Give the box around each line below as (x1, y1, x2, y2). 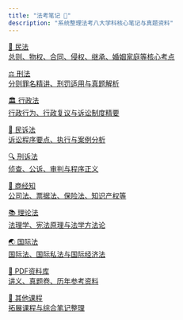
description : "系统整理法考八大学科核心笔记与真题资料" (8, 19, 174, 27)
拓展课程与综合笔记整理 (8, 303, 85, 312)
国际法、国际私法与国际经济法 (8, 249, 105, 259)
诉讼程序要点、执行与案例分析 (8, 134, 105, 144)
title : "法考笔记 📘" (8, 11, 71, 20)
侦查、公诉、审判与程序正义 (8, 164, 99, 173)
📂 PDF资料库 (8, 266, 50, 276)
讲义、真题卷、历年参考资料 (8, 276, 99, 286)
